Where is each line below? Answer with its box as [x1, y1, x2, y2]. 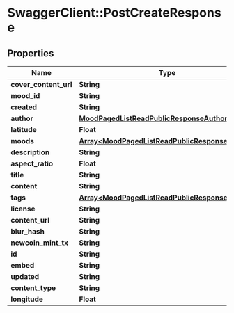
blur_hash [10, 227, 45, 236]
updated [10, 272, 40, 281]
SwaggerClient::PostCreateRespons [7, 5, 221, 21]
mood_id [10, 91, 40, 100]
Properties [7, 47, 54, 59]
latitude [10, 125, 37, 134]
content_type [10, 283, 56, 293]
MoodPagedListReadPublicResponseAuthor [79, 113, 228, 123]
